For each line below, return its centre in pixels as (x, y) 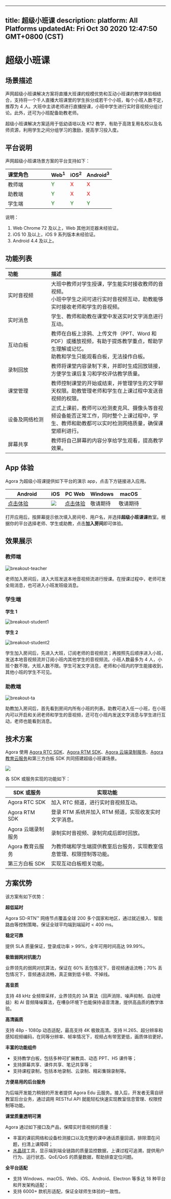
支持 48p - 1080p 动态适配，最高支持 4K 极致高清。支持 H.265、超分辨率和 (84, 1030)
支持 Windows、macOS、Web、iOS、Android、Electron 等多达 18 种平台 (89, 1178)
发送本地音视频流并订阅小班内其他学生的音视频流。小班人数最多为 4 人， (81, 659)
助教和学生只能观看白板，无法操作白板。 (100, 357)
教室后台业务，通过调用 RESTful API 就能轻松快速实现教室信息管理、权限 (81, 1099)
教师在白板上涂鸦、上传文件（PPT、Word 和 (104, 334)
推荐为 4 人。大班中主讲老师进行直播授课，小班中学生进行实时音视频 (77, 106)
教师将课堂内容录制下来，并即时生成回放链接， (107, 366)
